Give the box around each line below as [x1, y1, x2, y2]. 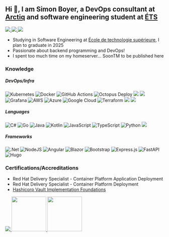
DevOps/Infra [5, 78, 34, 84]
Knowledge [5, 65, 34, 72]
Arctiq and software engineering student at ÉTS [5, 13, 158, 22]
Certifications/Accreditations [5, 164, 79, 171]
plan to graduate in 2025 [12, 42, 64, 48]
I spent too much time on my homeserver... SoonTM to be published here [12, 52, 164, 58]
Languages [5, 109, 30, 115]
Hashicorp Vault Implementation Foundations [12, 186, 106, 192]
